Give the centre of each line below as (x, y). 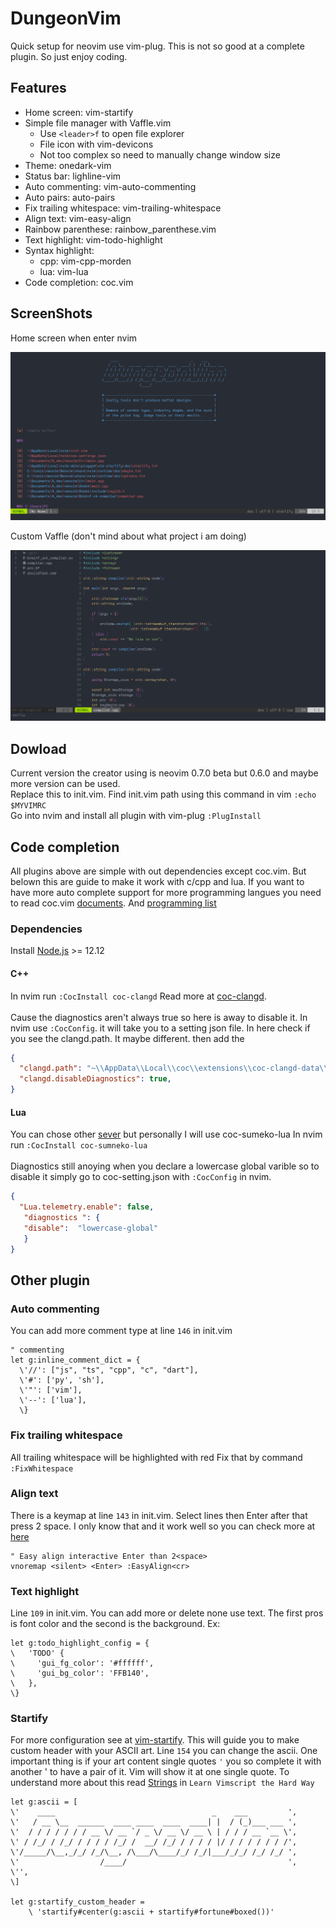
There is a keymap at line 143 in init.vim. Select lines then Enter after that (159, 1515)
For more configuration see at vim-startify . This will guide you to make (155, 1740)
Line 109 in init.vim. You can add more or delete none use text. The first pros (167, 1613)
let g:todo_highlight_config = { (80, 1643)
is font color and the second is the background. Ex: (115, 1624)
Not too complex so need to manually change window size (160, 154)
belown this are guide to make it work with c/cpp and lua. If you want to (157, 882)
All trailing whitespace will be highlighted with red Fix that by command (156, 1457)
